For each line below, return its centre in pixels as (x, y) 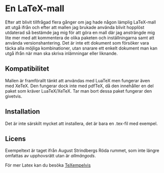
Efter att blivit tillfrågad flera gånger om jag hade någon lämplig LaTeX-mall (81, 22)
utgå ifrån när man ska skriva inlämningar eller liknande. (61, 53)
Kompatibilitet (27, 69)
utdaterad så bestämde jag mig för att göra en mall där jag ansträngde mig (80, 32)
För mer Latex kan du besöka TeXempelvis (48, 165)
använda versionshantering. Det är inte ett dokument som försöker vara (77, 43)
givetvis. (14, 96)
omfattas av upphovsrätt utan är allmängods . (51, 156)
